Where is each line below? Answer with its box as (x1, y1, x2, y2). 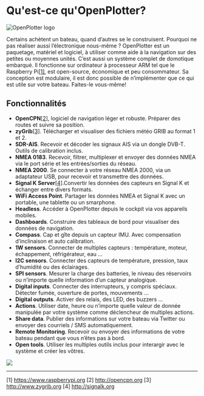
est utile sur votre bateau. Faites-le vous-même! (6, 80, 126, 88)
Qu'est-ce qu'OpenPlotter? (6, 4, 146, 18)
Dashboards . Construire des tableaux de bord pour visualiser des (15, 218, 180, 225)
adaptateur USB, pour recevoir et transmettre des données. (15, 173, 164, 180)
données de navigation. (15, 224, 74, 232)
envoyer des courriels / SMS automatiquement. (15, 321, 134, 328)
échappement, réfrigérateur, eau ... (15, 250, 103, 257)
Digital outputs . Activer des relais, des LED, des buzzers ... (15, 296, 163, 303)
